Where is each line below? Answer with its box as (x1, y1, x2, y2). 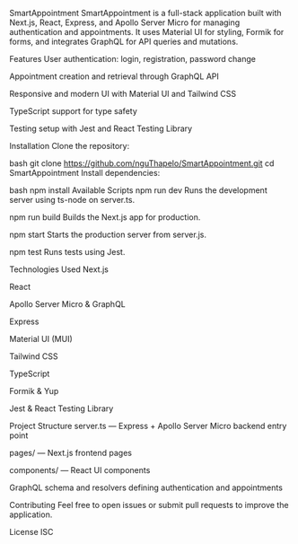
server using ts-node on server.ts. (9, 195, 136, 205)
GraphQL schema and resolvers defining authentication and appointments (9, 482, 283, 493)
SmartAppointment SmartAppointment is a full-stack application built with (9, 8, 282, 18)
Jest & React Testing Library (9, 403, 114, 414)
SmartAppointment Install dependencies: (9, 168, 161, 178)
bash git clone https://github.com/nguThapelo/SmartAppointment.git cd (9, 158, 275, 169)
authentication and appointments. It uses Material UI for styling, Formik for (9, 27, 285, 37)
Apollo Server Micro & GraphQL (9, 299, 126, 309)
